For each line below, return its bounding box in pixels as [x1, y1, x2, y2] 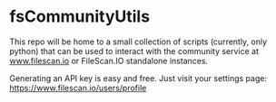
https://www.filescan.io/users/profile [9, 82, 147, 93]
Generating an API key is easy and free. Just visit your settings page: [9, 72, 268, 83]
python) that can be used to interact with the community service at [9, 45, 260, 56]
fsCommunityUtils [9, 6, 151, 27]
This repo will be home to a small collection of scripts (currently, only [9, 36, 268, 47]
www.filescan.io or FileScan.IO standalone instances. [9, 55, 209, 66]
